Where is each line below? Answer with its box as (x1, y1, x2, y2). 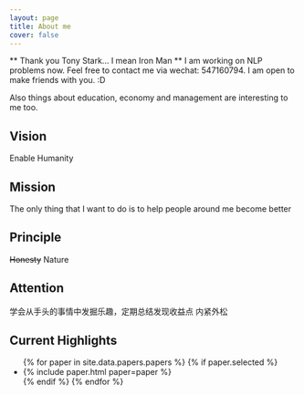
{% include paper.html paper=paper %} (22, 367, 172, 378)
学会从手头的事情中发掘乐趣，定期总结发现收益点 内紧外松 (9, 306, 228, 317)
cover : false (9, 30, 59, 39)
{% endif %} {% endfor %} (22, 376, 124, 388)
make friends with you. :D (9, 75, 106, 86)
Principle (9, 230, 62, 245)
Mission (9, 179, 57, 194)
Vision (9, 129, 47, 144)
